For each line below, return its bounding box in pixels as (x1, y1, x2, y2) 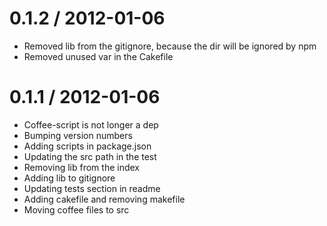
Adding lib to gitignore (23, 172, 116, 184)
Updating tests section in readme (23, 182, 161, 194)
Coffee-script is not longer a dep (23, 118, 159, 131)
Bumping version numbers (23, 129, 133, 141)
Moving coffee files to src (23, 203, 130, 216)
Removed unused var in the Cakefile (23, 50, 174, 62)
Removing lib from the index (23, 161, 140, 173)
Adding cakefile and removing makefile (23, 193, 186, 205)
